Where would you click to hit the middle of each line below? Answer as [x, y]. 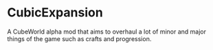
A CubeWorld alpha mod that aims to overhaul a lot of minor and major [106, 32]
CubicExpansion [55, 13]
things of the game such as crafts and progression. [79, 38]
